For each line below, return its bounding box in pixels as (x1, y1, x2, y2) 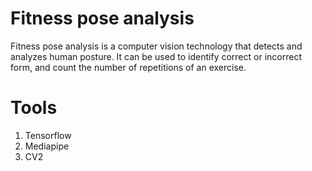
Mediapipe (24, 140, 70, 152)
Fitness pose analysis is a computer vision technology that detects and (10, 40, 303, 52)
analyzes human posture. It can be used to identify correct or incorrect (10, 50, 302, 62)
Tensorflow (24, 129, 72, 141)
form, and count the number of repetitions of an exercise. (10, 61, 247, 73)
